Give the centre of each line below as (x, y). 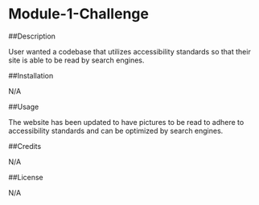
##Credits (25, 146)
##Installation (31, 75)
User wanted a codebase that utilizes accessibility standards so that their (129, 51)
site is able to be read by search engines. (76, 60)
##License (26, 177)
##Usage (24, 107)
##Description (32, 36)
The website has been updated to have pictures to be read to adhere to (126, 122)
